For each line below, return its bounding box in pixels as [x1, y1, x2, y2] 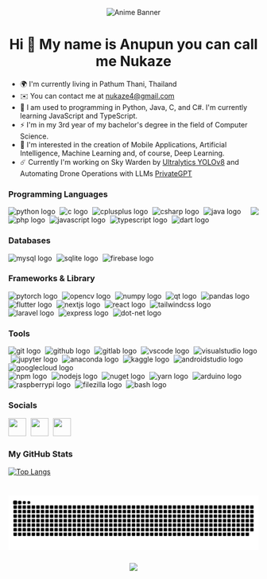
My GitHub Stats [8, 448, 73, 460]
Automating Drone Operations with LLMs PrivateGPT [19, 168, 192, 178]
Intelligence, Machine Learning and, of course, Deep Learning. [19, 148, 225, 158]
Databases [8, 235, 51, 246]
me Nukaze [95, 53, 172, 71]
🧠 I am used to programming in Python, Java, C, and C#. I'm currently [19, 102, 248, 111]
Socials [8, 400, 37, 411]
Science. [19, 131, 49, 141]
